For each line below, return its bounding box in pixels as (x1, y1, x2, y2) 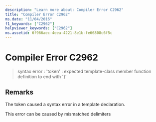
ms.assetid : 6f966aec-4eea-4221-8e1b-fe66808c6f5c (5, 30, 113, 35)
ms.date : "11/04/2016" (5, 16, 52, 21)
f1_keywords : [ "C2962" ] (5, 21, 55, 26)
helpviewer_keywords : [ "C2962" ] (5, 26, 72, 31)
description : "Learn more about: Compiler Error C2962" (5, 7, 124, 12)
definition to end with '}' (17, 73, 67, 80)
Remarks (5, 88, 34, 97)
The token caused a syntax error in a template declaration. (5, 101, 126, 107)
